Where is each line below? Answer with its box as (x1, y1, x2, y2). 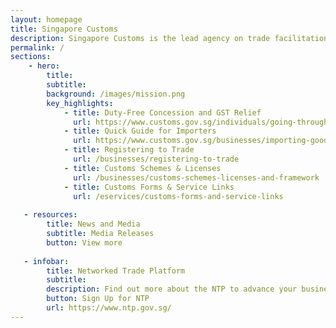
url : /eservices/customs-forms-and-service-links (73, 191, 284, 201)
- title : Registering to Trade (63, 145, 195, 155)
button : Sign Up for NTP (46, 294, 150, 304)
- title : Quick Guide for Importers (63, 126, 217, 136)
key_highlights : (46, 98, 114, 108)
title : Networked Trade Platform (46, 266, 186, 276)
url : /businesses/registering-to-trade (73, 154, 240, 164)
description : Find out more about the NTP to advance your (46, 284, 298, 295)
